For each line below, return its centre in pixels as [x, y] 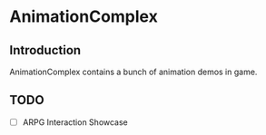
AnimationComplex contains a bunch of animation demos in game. [133, 72]
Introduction [45, 50]
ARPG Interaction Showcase [75, 122]
